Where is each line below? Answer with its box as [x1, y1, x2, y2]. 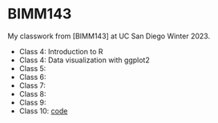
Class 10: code [18, 105, 68, 116]
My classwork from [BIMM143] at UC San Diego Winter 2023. [7, 31, 210, 41]
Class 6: [18, 72, 46, 81]
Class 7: [18, 81, 46, 90]
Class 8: [18, 89, 46, 98]
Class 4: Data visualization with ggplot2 [18, 55, 150, 65]
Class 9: [18, 97, 46, 107]
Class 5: [18, 63, 46, 73]
